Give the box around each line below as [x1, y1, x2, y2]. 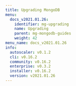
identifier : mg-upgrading [14, 21, 69, 27]
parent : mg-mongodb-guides [14, 31, 71, 36]
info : [5, 45, 17, 50]
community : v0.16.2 [10, 59, 51, 64]
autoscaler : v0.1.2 [10, 50, 51, 55]
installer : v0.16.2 [10, 69, 51, 74]
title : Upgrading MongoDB [5, 7, 60, 13]
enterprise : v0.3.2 [10, 64, 51, 69]
